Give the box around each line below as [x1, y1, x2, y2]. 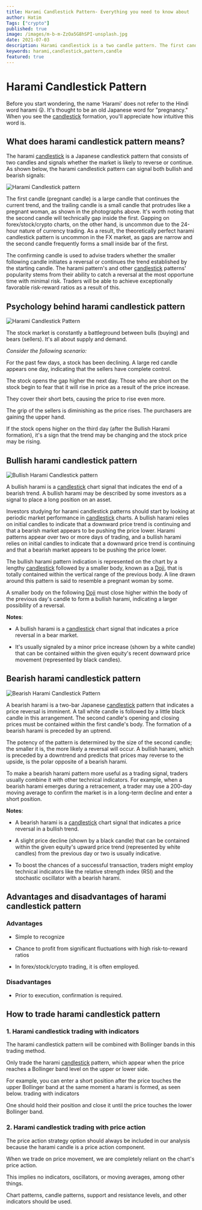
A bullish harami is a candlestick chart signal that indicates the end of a [6, 483, 183, 490]
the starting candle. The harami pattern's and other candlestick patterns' [6, 265, 186, 272]
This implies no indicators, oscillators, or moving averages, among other [6, 1173, 185, 1180]
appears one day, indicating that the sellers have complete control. [6, 365, 171, 373]
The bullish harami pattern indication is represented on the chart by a [6, 558, 177, 565]
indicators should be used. [6, 1197, 72, 1205]
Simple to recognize [14, 933, 65, 940]
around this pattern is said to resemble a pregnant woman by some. [6, 578, 174, 584]
